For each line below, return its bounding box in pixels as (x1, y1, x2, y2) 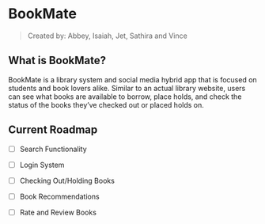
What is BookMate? (8, 54, 107, 67)
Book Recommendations (19, 192, 100, 201)
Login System (19, 160, 65, 169)
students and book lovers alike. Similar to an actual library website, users (8, 83, 246, 93)
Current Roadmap (8, 123, 98, 137)
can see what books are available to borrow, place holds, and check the (8, 92, 242, 101)
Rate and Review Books (19, 207, 97, 217)
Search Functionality (19, 144, 87, 154)
